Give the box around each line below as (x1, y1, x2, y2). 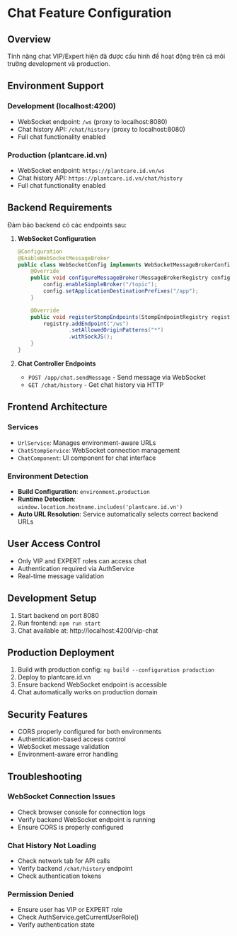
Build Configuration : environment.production (17, 487, 150, 495)
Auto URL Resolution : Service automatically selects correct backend (17, 509, 219, 518)
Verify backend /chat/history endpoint (17, 864, 133, 873)
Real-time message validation (17, 572, 105, 580)
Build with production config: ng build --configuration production (17, 665, 214, 674)
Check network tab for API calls (17, 857, 110, 865)
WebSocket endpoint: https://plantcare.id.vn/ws (17, 166, 165, 174)
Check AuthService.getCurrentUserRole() (17, 913, 139, 922)
